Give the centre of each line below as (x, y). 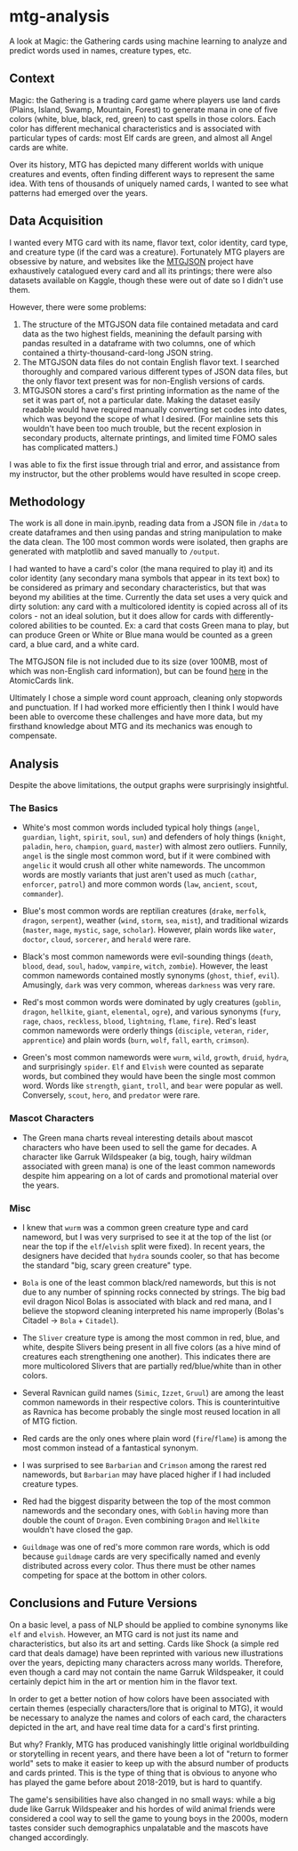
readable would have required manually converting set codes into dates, (154, 409)
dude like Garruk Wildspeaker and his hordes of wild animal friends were (142, 1808)
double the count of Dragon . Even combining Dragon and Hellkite (141, 1521)
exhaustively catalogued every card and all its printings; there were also (141, 271)
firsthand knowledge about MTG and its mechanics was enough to (131, 727)
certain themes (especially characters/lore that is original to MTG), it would (146, 1708)
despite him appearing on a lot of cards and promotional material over (150, 1175)
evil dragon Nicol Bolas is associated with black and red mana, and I (147, 1302)
